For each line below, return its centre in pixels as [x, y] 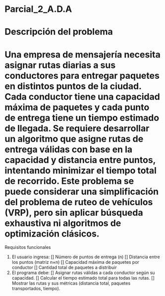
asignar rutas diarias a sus [60, 65]
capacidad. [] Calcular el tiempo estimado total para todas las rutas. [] [83, 278]
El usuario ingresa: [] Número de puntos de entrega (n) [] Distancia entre [86, 257]
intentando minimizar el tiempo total [81, 170]
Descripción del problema [59, 32]
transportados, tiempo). [36, 289]
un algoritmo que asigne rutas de [74, 139]
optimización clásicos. [52, 234]
